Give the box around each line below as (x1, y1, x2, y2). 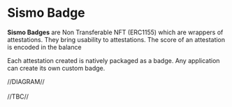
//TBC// (7, 92, 29, 101)
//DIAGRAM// (7, 77, 45, 85)
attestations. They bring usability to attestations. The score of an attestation (7, 35, 226, 43)
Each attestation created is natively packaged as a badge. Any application (7, 56, 220, 64)
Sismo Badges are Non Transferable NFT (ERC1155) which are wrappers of (7, 28, 224, 36)
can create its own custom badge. (7, 64, 106, 72)
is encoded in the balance (7, 43, 82, 51)
